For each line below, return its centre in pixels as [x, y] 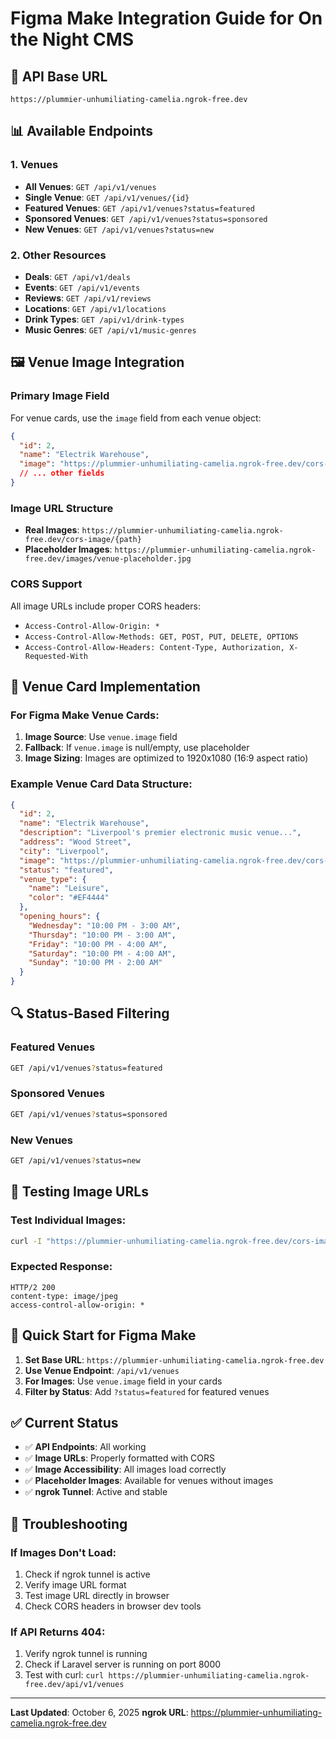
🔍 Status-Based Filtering [90, 1013]
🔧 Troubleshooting [69, 1523]
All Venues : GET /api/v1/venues [90, 186]
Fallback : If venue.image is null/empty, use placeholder [137, 748]
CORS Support [46, 584]
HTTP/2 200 [33, 1287]
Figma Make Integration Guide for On [166, 18]
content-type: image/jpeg [64, 1296]
